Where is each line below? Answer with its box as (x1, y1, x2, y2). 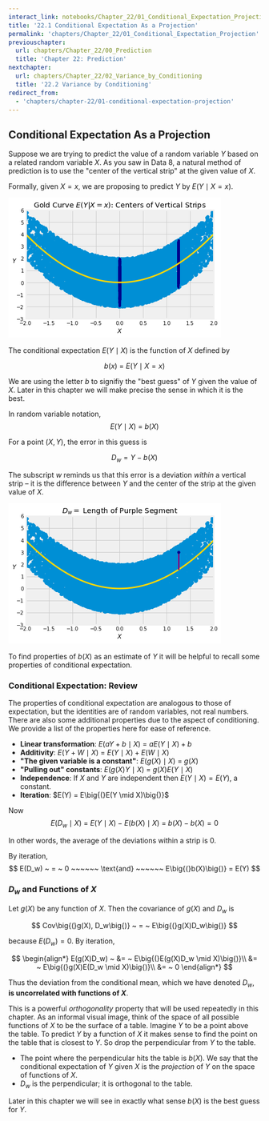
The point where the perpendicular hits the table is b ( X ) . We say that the (19, 1053, 259, 1063)
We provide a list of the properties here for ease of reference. (8, 724, 211, 734)
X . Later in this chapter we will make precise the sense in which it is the (8, 385, 243, 395)
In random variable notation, (8, 409, 102, 419)
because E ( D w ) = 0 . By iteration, (8, 936, 115, 948)
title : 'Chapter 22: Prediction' (15, 55, 127, 63)
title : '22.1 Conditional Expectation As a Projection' (8, 21, 199, 30)
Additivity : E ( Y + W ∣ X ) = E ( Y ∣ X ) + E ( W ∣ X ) (19, 748, 170, 758)
